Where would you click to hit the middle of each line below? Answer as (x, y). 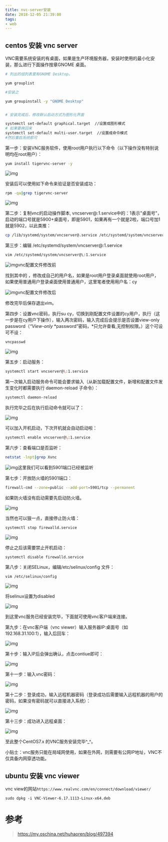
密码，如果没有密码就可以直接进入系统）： (48, 701)
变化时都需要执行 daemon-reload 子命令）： (54, 388)
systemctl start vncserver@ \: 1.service (47, 371)
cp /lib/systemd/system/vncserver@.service (51, 235)
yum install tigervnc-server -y (39, 163)
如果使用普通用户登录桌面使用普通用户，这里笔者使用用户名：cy (71, 282)
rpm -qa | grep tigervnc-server (37, 193)
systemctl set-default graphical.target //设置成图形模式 (65, 124)
